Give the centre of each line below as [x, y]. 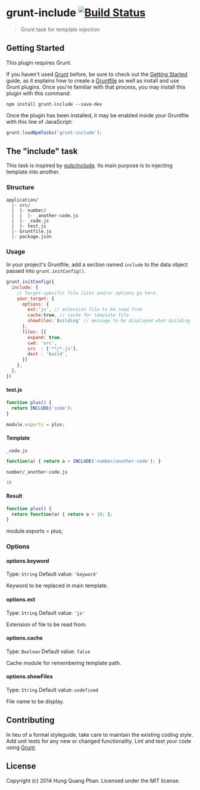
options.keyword [28, 561]
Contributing [30, 720]
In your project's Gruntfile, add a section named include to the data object [97, 265]
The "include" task [42, 152]
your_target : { [36, 298]
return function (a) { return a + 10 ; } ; [62, 514]
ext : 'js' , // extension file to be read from [85, 310]
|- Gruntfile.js [32, 231]
